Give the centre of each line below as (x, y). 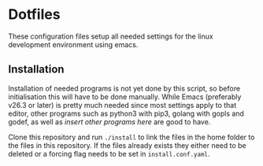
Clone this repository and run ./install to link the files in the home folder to (131, 137)
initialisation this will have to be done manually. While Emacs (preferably (125, 97)
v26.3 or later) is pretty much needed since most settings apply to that (122, 105)
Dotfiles (34, 15)
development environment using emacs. (73, 44)
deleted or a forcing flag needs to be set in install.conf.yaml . (109, 153)
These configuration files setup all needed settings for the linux (111, 36)
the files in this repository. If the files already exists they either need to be (127, 145)
